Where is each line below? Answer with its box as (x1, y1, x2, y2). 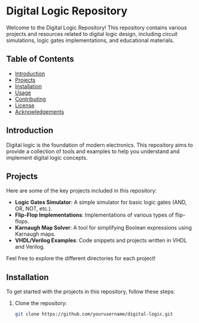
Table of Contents (6, 54, 75, 64)
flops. (14, 218, 29, 225)
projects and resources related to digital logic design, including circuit (6, 30, 178, 37)
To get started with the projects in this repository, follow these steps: (6, 288, 175, 295)
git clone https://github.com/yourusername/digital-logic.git (14, 311, 173, 318)
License (14, 102, 35, 109)
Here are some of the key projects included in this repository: (6, 187, 157, 194)
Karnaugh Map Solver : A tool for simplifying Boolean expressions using (14, 224, 192, 231)
